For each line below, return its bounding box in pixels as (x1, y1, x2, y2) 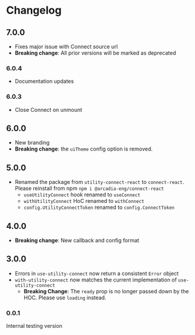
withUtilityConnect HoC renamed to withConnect (23, 198, 144, 205)
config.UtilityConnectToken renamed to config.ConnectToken (23, 203, 175, 211)
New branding (14, 139, 50, 146)
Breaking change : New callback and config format (14, 237, 140, 244)
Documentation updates (14, 78, 74, 85)
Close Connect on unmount (14, 106, 83, 113)
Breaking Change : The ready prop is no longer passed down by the (23, 287, 189, 295)
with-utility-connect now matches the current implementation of (14, 276, 177, 283)
